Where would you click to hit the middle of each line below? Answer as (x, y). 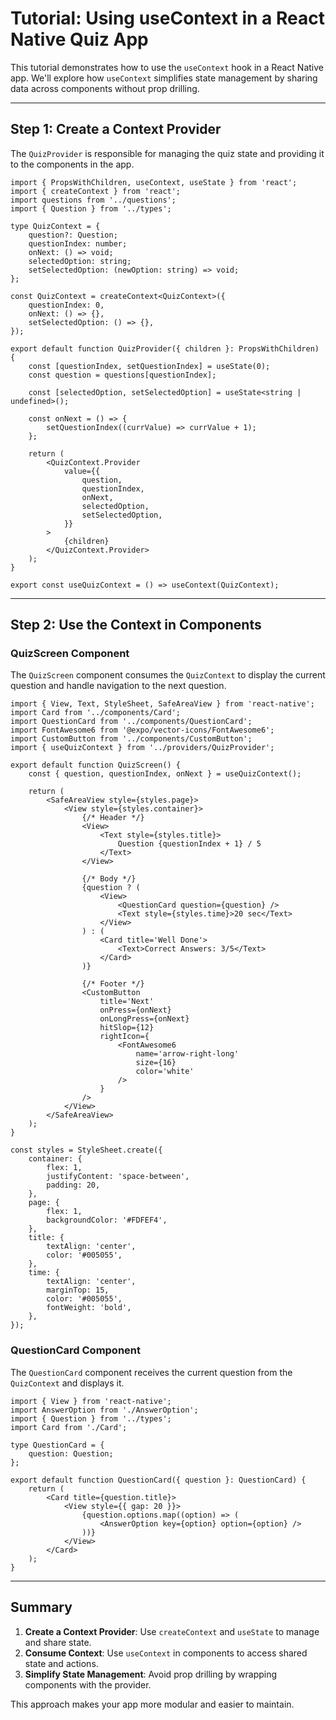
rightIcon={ (124, 1037)
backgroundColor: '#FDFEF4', (107, 1220)
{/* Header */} (113, 818)
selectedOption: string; (80, 261)
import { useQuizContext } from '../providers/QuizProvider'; (142, 748)
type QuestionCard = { (57, 1445)
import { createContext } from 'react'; (96, 191)
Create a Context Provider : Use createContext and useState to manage (172, 1631)
